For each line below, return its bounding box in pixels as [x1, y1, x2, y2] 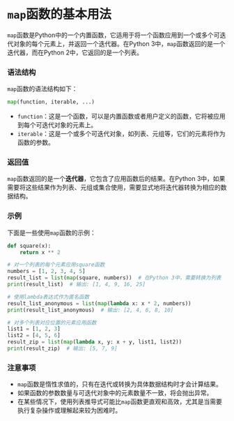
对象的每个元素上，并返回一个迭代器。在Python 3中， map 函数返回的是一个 [13, 39, 226, 47]
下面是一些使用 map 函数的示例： [7, 228, 96, 237]
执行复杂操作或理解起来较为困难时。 [17, 406, 122, 415]
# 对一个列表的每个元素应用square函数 [7, 261, 105, 269]
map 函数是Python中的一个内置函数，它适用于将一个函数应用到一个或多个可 [7, 31, 221, 39]
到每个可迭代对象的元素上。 [17, 121, 97, 129]
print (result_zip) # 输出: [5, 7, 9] [7, 345, 118, 353]
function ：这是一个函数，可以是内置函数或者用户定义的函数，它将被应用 [17, 112, 226, 121]
